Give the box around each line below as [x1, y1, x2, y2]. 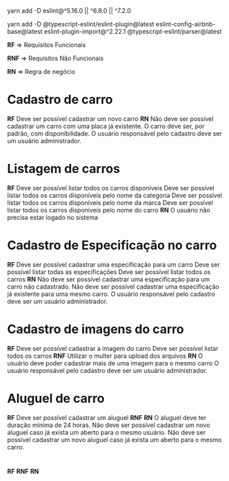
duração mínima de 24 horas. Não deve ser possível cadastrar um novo [7, 421, 210, 429]
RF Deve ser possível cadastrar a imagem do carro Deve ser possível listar [7, 344, 219, 352]
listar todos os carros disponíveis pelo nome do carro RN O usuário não [7, 206, 210, 214]
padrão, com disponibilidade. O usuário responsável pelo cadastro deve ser [7, 129, 222, 138]
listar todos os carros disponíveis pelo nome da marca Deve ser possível [7, 198, 214, 207]
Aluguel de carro [7, 390, 105, 406]
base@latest [7, 28, 43, 35]
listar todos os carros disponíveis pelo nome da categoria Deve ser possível [7, 191, 223, 199]
